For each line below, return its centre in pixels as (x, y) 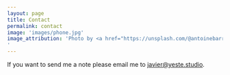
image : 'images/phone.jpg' (46, 32)
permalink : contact (35, 26)
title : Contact (29, 20)
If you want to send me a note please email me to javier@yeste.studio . (106, 64)
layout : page (26, 13)
